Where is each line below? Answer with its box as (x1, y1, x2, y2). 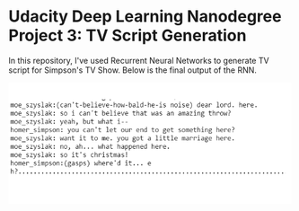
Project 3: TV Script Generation (8, 25, 247, 46)
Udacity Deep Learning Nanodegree (8, 6, 282, 27)
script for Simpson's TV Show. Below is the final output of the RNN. (8, 65, 258, 75)
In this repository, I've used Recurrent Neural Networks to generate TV (8, 55, 270, 66)
